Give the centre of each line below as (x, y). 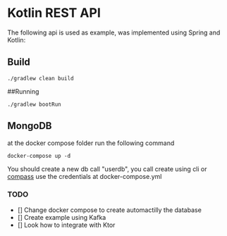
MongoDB (30, 126)
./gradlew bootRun (34, 104)
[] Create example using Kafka (62, 217)
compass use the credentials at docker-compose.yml (85, 176)
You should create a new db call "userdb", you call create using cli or (107, 169)
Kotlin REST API (54, 13)
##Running (23, 91)
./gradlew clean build (41, 78)
